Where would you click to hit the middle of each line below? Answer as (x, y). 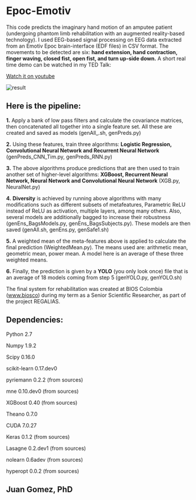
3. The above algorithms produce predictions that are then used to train (93, 168)
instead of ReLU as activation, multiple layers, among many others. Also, (94, 211)
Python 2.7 (19, 334)
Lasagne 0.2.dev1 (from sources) (46, 448)
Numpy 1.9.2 (21, 345)
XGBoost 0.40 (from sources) (42, 402)
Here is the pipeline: (44, 106)
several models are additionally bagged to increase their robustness (88, 217)
